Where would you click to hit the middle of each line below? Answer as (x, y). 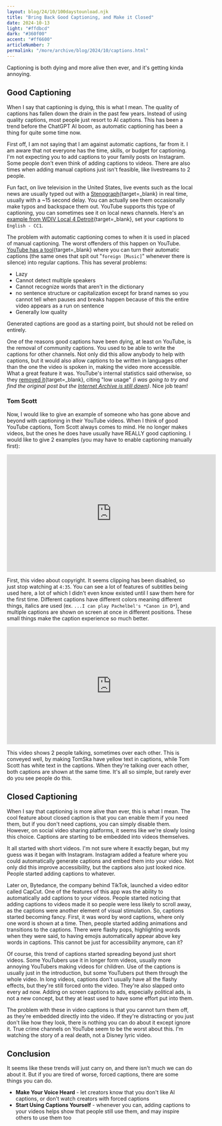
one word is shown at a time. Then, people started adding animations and (97, 923)
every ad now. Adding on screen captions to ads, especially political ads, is (99, 992)
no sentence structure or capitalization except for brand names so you (102, 293)
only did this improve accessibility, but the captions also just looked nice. (96, 867)
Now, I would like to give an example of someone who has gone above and (98, 414)
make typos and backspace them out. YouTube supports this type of (91, 206)
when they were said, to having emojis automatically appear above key (94, 936)
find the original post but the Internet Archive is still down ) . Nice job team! (98, 386)
